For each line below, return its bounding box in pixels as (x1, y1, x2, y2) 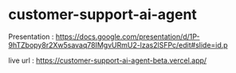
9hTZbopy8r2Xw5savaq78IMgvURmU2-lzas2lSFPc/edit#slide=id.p (8, 40, 229, 49)
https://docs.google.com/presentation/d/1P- (55, 32, 201, 41)
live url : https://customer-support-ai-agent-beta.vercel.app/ (8, 56, 207, 65)
